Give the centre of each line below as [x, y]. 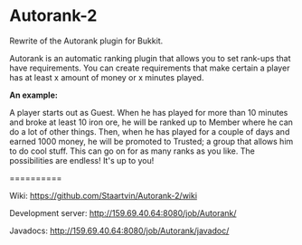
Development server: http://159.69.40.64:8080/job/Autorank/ [123, 212]
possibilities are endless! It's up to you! [82, 160]
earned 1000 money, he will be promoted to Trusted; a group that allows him [151, 141]
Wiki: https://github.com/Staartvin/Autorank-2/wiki [103, 195]
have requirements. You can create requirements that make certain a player [150, 68]
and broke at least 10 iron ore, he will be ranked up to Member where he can [151, 122]
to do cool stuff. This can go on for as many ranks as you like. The [132, 151]
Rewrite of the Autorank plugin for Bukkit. [86, 41]
